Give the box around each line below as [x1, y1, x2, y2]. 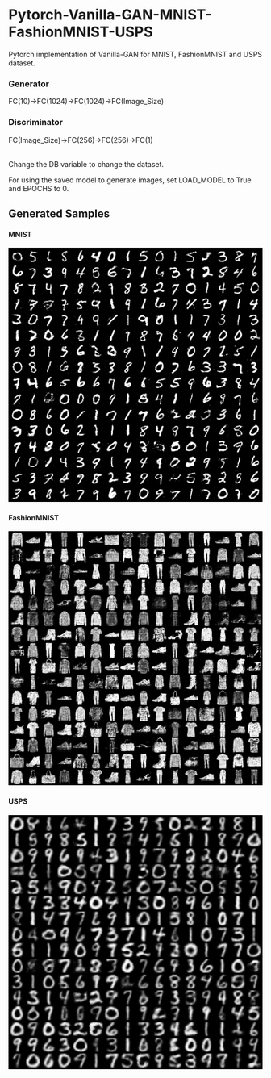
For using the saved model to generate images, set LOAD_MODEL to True [8, 175, 252, 185]
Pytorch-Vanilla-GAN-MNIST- [8, 6, 212, 24]
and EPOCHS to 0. [8, 183, 69, 193]
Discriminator [8, 117, 63, 128]
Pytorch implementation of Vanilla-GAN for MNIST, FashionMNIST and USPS [8, 49, 263, 59]
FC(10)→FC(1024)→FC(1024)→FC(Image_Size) [8, 97, 165, 107]
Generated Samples [8, 207, 110, 220]
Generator [8, 78, 50, 90]
